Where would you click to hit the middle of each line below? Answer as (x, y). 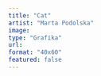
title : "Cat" (30, 15)
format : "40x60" (35, 52)
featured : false (35, 60)
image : (19, 30)
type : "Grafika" (35, 38)
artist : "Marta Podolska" (51, 23)
